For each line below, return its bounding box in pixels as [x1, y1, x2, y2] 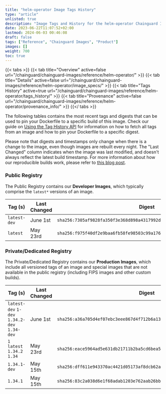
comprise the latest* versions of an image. [5, 189, 94, 195]
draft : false [5, 35, 32, 40]
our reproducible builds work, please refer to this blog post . [5, 159, 126, 166]
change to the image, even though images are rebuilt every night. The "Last [5, 144, 159, 150]
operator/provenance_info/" [5, 103, 62, 109]
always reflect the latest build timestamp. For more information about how [5, 154, 156, 160]
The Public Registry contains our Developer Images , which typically [5, 183, 144, 189]
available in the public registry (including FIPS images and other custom [5, 269, 151, 275]
